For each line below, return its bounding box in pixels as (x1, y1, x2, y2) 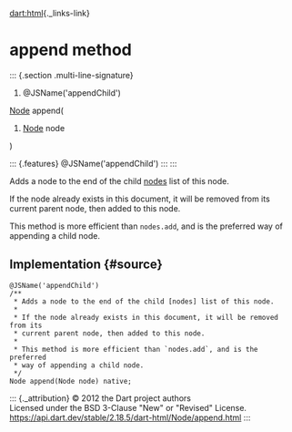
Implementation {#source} (9, 257, 164, 273)
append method (9, 40, 132, 60)
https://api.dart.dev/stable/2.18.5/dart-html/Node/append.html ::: (9, 412, 251, 423)
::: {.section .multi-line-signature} (9, 69, 134, 80)
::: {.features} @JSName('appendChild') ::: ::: (9, 158, 177, 169)
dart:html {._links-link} (9, 8, 91, 18)
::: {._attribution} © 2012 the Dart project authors (9, 392, 191, 404)
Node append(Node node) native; (9, 376, 132, 386)
